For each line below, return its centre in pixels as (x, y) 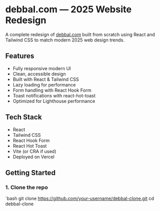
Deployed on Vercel (34, 157)
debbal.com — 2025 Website (68, 9)
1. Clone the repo (27, 187)
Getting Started (31, 173)
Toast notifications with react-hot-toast (54, 95)
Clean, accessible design (39, 74)
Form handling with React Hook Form (52, 90)
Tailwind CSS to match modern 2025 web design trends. (65, 40)
